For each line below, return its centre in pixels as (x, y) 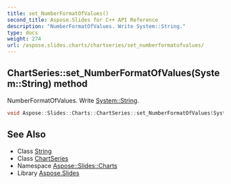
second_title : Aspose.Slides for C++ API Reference (82, 20)
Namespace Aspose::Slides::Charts (67, 165)
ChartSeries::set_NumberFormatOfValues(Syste (113, 73)
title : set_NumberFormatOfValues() (58, 13)
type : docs (23, 33)
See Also (26, 135)
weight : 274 (24, 39)
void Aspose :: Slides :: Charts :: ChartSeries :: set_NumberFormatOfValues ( (110, 113)
